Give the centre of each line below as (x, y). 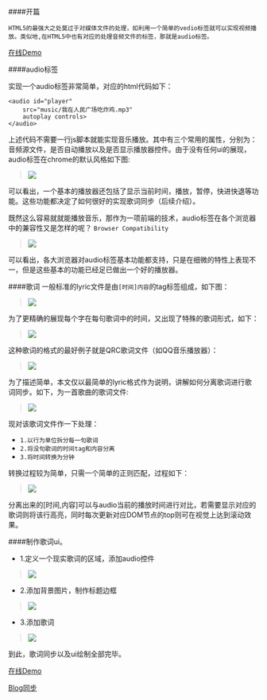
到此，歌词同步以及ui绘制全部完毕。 (67, 654)
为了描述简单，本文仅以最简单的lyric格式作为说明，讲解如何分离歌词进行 (127, 382)
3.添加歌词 (37, 622)
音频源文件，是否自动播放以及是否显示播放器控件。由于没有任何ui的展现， (130, 149)
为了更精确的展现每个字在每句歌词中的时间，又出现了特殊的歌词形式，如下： (133, 318)
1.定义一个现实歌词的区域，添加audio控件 (87, 558)
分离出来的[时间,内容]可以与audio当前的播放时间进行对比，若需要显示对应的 (132, 505)
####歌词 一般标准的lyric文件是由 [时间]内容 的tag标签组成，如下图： (119, 286)
